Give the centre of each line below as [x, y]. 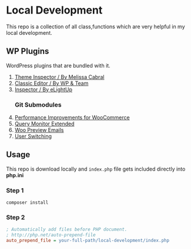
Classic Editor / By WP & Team [51, 83]
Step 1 [15, 190]
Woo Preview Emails [39, 130]
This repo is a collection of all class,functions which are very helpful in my [95, 26]
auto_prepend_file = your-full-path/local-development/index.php [88, 241]
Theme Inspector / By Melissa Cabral [59, 77]
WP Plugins [28, 52]
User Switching [33, 137]
